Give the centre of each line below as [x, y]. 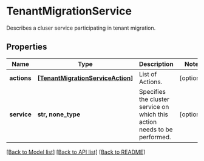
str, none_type [59, 114]
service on [154, 107]
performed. [155, 137]
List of [148, 74]
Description [156, 64]
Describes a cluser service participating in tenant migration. [81, 28]
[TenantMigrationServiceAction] [85, 78]
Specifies [152, 91]
